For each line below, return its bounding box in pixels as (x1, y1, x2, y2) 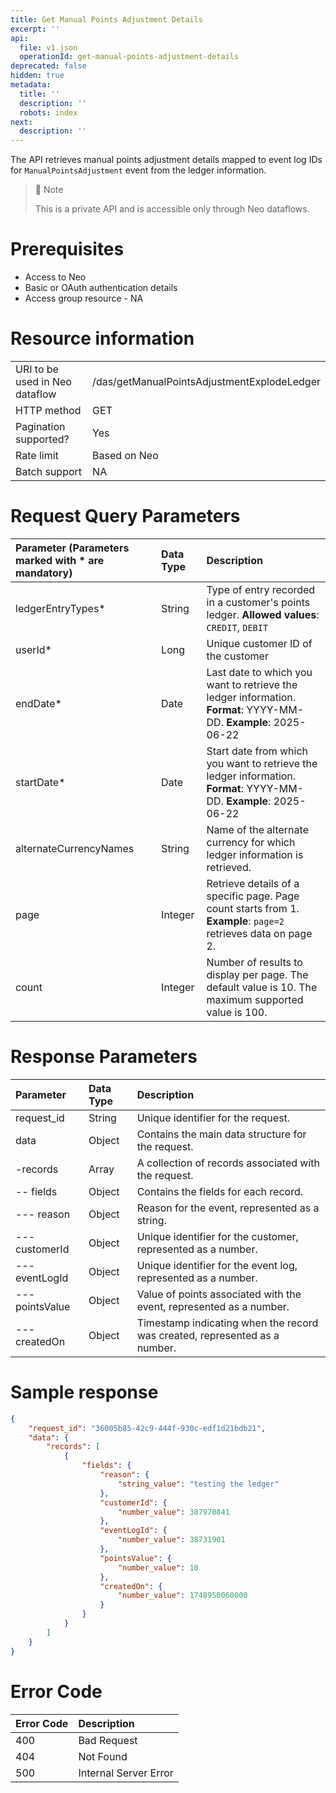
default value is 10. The (206, 980, 318, 994)
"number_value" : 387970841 (117, 1507, 230, 1517)
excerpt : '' (10, 24, 60, 34)
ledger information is (206, 847, 304, 861)
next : (10, 117, 33, 127)
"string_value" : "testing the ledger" (117, 1479, 280, 1489)
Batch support (15, 465, 83, 478)
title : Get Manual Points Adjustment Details (10, 14, 203, 25)
